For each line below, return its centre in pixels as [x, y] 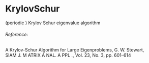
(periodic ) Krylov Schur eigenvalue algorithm [53, 23]
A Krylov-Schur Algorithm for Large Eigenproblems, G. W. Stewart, [75, 50]
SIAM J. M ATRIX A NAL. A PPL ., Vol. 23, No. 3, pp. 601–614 [68, 55]
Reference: [17, 34]
